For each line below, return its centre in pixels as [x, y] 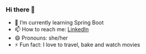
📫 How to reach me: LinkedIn [51, 29]
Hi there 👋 [21, 10]
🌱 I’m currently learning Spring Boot [59, 23]
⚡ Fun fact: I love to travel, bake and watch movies [77, 45]
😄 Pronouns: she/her [41, 38]
